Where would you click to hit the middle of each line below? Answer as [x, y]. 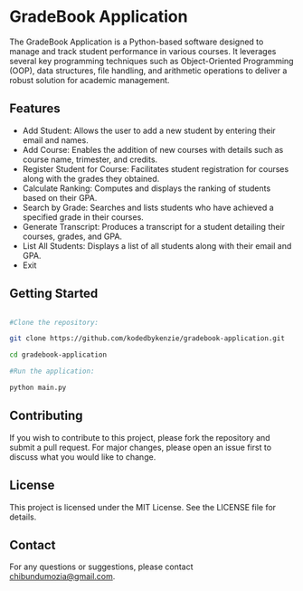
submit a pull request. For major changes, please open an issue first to [141, 447]
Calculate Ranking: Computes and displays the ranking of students [147, 188]
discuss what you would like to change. [83, 457]
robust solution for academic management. [90, 80]
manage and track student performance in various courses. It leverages [143, 51]
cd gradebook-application [58, 355]
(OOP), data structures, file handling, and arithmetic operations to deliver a [148, 71]
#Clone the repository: [54, 322]
